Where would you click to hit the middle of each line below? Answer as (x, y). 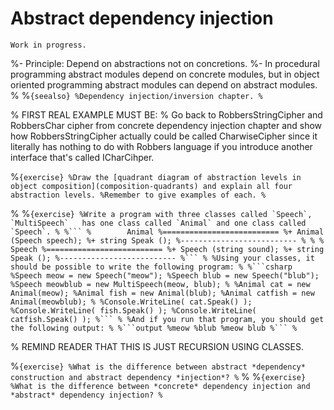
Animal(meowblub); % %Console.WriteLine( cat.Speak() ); (131, 302)
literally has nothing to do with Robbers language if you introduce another (161, 146)
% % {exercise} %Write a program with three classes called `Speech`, (161, 213)
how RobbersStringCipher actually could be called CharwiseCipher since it (164, 136)
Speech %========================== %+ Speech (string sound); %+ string (167, 249)
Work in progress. (48, 45)
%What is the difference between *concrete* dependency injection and (160, 386)
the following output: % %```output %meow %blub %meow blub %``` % (154, 328)
